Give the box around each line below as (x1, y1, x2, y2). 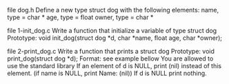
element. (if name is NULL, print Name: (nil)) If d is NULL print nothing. (7, 69, 207, 77)
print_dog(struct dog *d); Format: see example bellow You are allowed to (7, 54, 214, 63)
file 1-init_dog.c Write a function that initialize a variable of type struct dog (7, 27, 217, 34)
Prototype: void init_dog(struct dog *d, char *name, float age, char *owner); (7, 34, 223, 42)
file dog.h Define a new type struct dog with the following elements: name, (7, 6, 219, 14)
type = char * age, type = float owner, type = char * (7, 13, 154, 21)
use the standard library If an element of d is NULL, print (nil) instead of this (7, 62, 222, 70)
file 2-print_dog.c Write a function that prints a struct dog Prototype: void (7, 48, 215, 55)
